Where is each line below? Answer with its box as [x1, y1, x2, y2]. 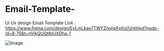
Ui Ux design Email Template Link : [5, 20, 76, 26]
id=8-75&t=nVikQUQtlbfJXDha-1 [5, 30, 71, 36]
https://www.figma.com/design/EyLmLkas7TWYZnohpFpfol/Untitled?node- [5, 25, 159, 31]
